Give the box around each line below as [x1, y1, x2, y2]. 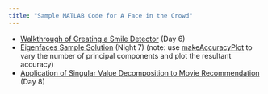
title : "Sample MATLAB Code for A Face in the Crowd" [8, 11, 194, 20]
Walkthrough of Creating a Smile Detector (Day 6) [19, 34, 186, 43]
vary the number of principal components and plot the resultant [19, 51, 232, 60]
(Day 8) [19, 76, 46, 86]
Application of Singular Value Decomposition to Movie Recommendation [19, 67, 260, 77]
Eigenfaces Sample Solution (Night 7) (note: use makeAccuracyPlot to [19, 42, 253, 52]
